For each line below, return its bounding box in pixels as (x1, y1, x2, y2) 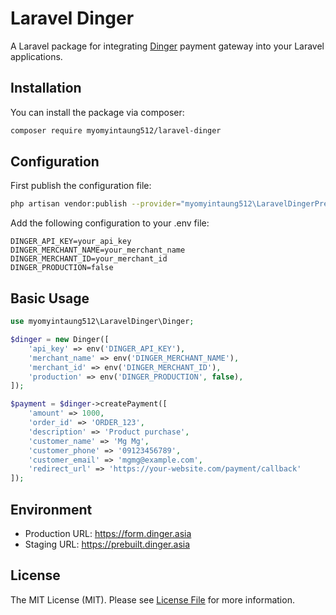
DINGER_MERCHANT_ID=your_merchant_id (10, 254, 168, 264)
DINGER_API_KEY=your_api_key (10, 237, 132, 247)
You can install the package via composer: (10, 106, 185, 118)
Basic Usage (10, 290, 90, 307)
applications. (10, 50, 63, 62)
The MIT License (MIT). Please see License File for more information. (10, 593, 295, 606)
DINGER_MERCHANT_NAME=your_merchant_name (10, 245, 186, 256)
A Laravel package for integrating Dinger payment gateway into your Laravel (10, 40, 325, 52)
